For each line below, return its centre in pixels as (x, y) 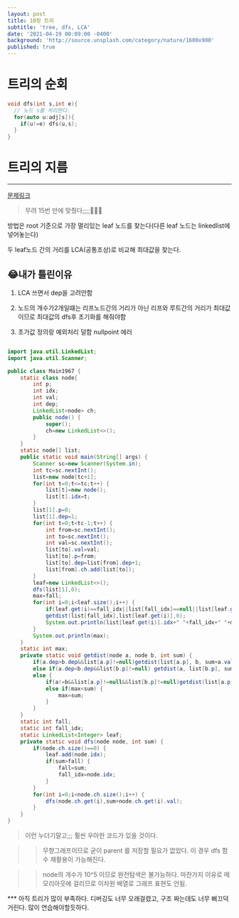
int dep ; (46, 404)
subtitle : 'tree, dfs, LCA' (49, 27)
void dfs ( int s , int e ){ (43, 104)
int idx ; (46, 391)
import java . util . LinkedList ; (52, 352)
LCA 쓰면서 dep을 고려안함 (55, 292)
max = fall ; (47, 596)
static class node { (49, 378)
